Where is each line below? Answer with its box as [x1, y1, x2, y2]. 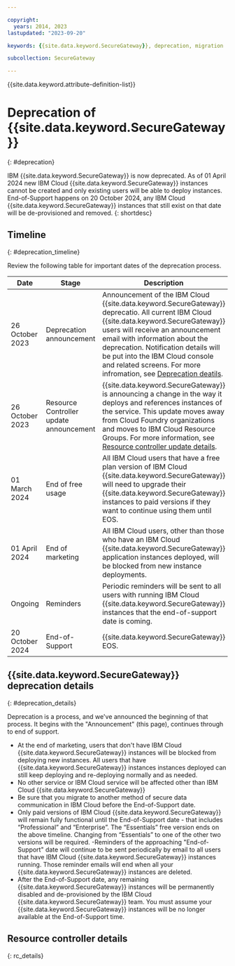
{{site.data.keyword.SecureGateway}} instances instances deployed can [17, 763, 227, 772]
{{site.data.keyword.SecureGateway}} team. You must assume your [17, 897, 212, 906]
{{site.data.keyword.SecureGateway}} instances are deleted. [17, 868, 192, 876]
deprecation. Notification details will [102, 342, 220, 352]
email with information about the [102, 333, 208, 343]
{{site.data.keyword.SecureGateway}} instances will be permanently [17, 882, 215, 891]
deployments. [102, 569, 147, 579]
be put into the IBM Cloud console [102, 351, 214, 361]
